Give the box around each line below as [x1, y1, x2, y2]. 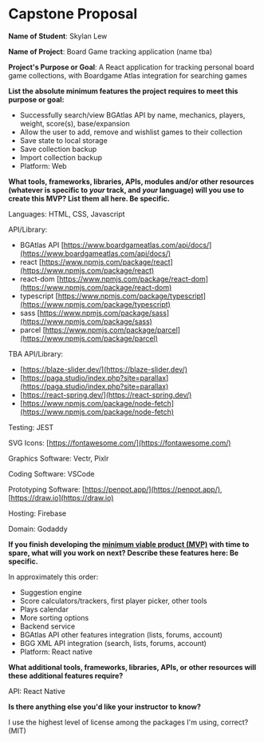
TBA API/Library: [8, 349, 64, 358]
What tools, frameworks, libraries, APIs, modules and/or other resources [8, 177, 254, 186]
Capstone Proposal [8, 5, 138, 23]
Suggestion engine [19, 587, 82, 596]
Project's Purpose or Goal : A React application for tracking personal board [8, 62, 254, 72]
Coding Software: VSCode [8, 469, 95, 478]
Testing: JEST [8, 422, 54, 432]
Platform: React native [19, 647, 93, 656]
